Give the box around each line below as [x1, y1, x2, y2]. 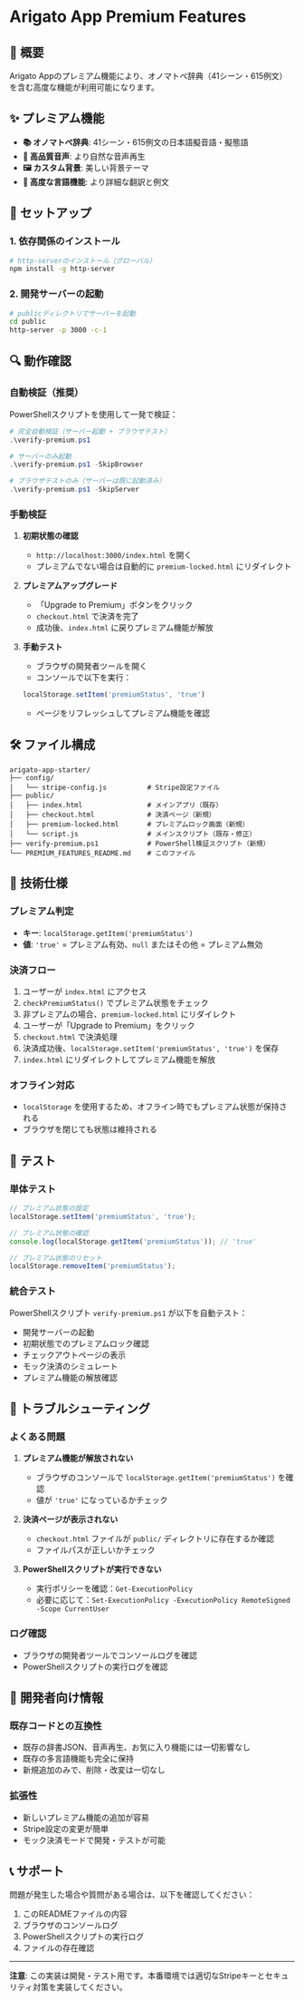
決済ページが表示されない [22, 1514, 119, 1525]
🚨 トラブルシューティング [9, 1401, 151, 1416]
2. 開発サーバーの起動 [9, 288, 104, 300]
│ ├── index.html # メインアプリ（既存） [9, 801, 223, 810]
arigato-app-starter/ [9, 766, 91, 775]
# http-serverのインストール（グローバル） [9, 256, 157, 265]
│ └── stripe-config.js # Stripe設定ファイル [9, 783, 221, 793]
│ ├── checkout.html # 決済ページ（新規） [9, 810, 216, 820]
